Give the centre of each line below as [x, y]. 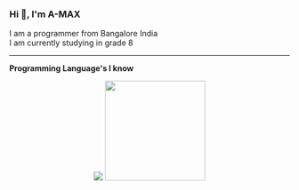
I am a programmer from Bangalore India [84, 34]
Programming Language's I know [72, 68]
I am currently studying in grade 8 [71, 43]
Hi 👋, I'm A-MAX [45, 14]
